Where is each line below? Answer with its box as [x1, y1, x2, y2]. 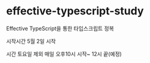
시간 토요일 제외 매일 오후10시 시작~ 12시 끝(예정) [6, 50, 122, 58]
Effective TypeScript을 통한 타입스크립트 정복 [6, 25, 114, 32]
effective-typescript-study [6, 4, 144, 18]
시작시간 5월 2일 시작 [6, 37, 56, 44]
